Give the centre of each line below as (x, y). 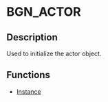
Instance (29, 91)
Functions (29, 75)
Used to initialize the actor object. (54, 53)
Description (32, 37)
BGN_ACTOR (44, 12)
